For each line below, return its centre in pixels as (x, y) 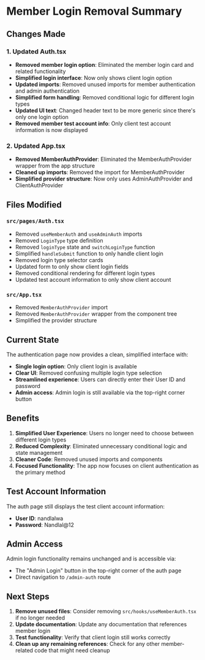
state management (39, 452)
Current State (33, 340)
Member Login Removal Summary (94, 11)
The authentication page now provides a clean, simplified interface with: (97, 354)
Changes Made (36, 34)
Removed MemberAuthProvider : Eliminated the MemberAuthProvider (103, 159)
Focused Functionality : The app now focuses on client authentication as (107, 465)
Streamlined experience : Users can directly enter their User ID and (100, 379)
